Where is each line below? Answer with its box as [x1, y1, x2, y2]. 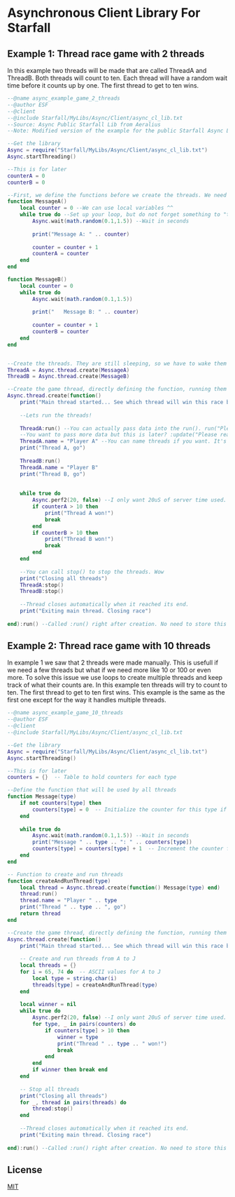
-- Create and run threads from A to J [20, 956, 136, 963]
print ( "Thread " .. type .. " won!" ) [57, 1040, 168, 1047]
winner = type [57, 1034, 99, 1041]
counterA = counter [32, 250, 90, 258]
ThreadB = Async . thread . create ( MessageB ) [7, 373, 130, 380]
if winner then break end [32, 1066, 108, 1074]
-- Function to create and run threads [7, 871, 124, 878]
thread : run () [20, 890, 58, 897]
